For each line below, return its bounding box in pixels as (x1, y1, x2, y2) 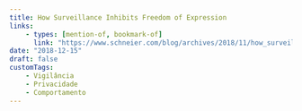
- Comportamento (25, 88, 87, 97)
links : (9, 21, 34, 30)
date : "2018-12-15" (9, 47, 83, 55)
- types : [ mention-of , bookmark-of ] (25, 30, 164, 38)
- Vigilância (25, 72, 75, 81)
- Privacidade (25, 80, 78, 89)
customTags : (9, 64, 54, 73)
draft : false (9, 55, 58, 64)
